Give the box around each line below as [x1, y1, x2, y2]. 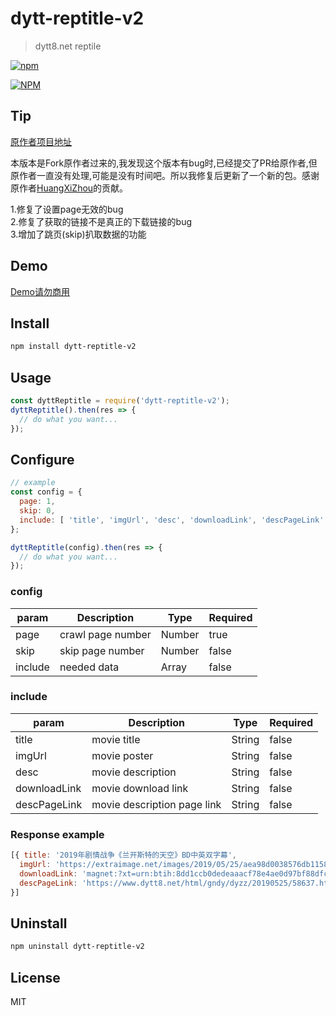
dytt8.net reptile [34, 40, 102, 52]
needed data [59, 660, 120, 674]
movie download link [91, 781, 189, 795]
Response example [10, 827, 105, 841]
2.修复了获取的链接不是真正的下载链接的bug [10, 215, 193, 227]
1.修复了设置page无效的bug [10, 203, 124, 215]
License [10, 969, 61, 986]
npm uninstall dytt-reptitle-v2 [10, 942, 145, 952]
